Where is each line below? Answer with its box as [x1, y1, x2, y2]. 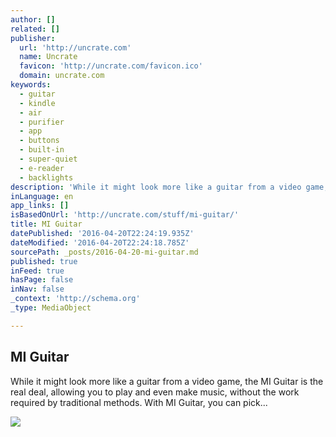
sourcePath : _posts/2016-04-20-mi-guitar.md [10, 247, 199, 257]
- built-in [19, 145, 65, 155]
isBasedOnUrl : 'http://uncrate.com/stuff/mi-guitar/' [10, 210, 240, 220]
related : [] [10, 24, 60, 34]
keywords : [10, 80, 52, 90]
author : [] [10, 14, 56, 25]
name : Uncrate [19, 52, 78, 62]
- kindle [19, 98, 56, 108]
